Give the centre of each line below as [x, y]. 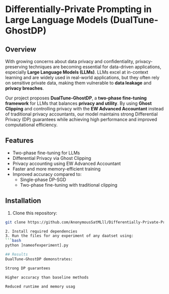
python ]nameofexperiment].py [37, 246]
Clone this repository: [35, 213]
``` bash [13, 241]
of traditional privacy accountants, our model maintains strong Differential [81, 114]
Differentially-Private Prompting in [78, 9]
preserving [16, 67]
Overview [21, 49]
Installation [23, 201]
